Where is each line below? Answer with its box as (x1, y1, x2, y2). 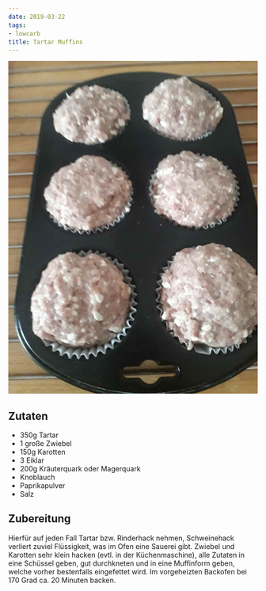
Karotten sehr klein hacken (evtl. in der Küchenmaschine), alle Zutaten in (8, 550, 245, 559)
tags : (8, 21, 26, 29)
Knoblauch (19, 472, 55, 482)
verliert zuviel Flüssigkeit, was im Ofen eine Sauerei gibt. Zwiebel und (8, 541, 235, 551)
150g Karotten (19, 448, 66, 457)
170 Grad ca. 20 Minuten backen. (8, 575, 116, 585)
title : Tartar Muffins (8, 38, 83, 46)
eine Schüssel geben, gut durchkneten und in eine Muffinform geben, (8, 559, 235, 568)
